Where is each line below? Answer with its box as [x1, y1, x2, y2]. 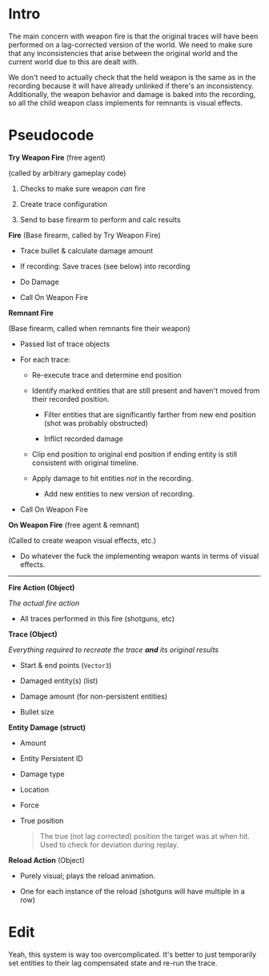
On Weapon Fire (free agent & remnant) [8, 520, 140, 529]
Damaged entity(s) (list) [19, 675, 98, 686]
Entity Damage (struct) [8, 723, 86, 732]
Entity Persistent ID [19, 753, 83, 763]
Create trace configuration [19, 199, 108, 209]
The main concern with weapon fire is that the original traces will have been [8, 31, 259, 41]
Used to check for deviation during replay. [39, 840, 179, 849]
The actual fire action [8, 598, 80, 608]
